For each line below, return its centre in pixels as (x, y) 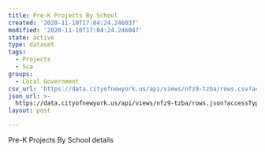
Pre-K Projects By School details (61, 140)
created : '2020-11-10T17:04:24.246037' (74, 23)
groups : (21, 74)
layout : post (30, 111)
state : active (32, 37)
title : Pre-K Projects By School (63, 15)
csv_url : (22, 89)
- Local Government (47, 81)
